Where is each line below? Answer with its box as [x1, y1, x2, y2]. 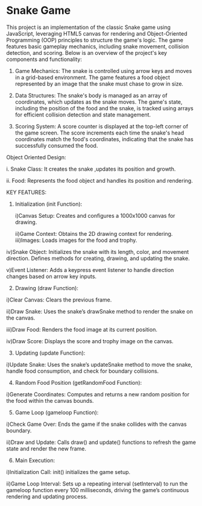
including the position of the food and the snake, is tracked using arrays [14, 104, 194, 112]
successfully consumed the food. [14, 142, 98, 149]
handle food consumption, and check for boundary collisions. [6, 367, 159, 375]
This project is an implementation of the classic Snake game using [6, 24, 171, 31]
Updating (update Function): [14, 349, 86, 356]
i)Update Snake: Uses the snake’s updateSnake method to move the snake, [6, 361, 193, 368]
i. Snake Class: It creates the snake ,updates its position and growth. [6, 165, 176, 172]
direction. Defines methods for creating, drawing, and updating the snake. [6, 255, 190, 262]
